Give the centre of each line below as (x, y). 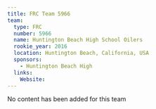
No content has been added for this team (67, 99)
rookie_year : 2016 (41, 46)
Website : (33, 79)
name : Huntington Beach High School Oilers (78, 40)
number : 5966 (33, 33)
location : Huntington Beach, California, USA (82, 53)
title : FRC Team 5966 (39, 14)
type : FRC (28, 27)
